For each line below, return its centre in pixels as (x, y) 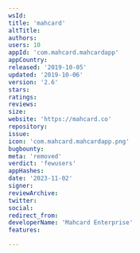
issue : (19, 134)
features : (25, 230)
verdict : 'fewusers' (43, 164)
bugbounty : (26, 149)
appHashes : (26, 171)
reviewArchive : (33, 193)
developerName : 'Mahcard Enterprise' (71, 223)
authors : (23, 38)
